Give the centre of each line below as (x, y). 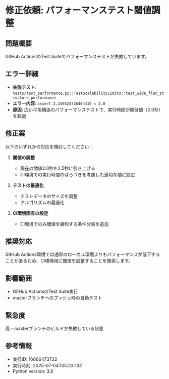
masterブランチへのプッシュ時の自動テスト (57, 298)
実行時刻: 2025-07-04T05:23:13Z (47, 365)
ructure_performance (34, 98)
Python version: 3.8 (33, 371)
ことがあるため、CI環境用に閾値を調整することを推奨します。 (69, 261)
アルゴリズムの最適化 (42, 202)
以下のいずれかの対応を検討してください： (49, 146)
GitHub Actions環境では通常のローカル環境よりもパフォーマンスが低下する (83, 254)
